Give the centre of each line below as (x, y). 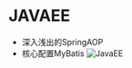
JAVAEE (40, 16)
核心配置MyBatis (53, 53)
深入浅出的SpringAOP (62, 42)
